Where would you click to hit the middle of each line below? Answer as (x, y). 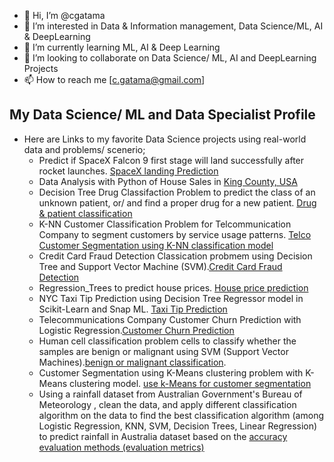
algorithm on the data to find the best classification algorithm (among (181, 415)
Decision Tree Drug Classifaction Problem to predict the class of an (177, 192)
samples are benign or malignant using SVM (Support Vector (163, 351)
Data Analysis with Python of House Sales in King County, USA (168, 181)
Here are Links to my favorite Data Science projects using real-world (165, 139)
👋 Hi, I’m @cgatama (64, 15)
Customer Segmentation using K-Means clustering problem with (171, 372)
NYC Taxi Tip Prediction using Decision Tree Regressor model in (171, 298)
